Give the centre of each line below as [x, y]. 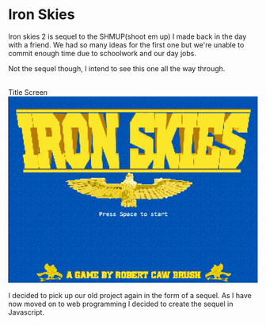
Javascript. [27, 312]
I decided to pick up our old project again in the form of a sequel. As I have [130, 296]
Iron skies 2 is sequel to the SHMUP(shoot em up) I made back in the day [127, 36]
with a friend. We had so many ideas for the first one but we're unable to [126, 44]
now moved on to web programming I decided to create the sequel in [121, 304]
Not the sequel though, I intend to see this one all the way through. [117, 68]
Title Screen [28, 92]
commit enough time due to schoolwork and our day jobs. [102, 53]
